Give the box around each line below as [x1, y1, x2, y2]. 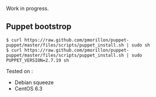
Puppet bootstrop [6, 21, 72, 31]
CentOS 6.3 [14, 85, 43, 92]
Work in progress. [6, 5, 49, 12]
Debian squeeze [14, 78, 54, 86]
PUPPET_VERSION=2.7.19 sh [6, 58, 69, 63]
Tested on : [6, 67, 33, 74]
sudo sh [131, 42, 150, 48]
